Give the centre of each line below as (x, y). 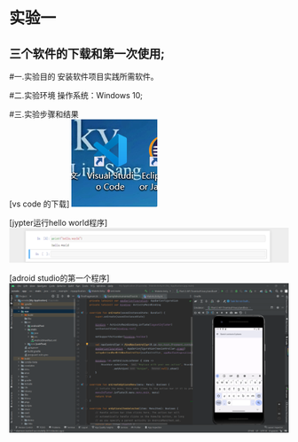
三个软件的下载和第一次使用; (87, 54)
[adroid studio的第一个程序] (59, 278)
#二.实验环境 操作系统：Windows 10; (76, 95)
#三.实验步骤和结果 (44, 114)
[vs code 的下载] (39, 204)
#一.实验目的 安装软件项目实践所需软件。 (84, 77)
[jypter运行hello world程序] (59, 223)
